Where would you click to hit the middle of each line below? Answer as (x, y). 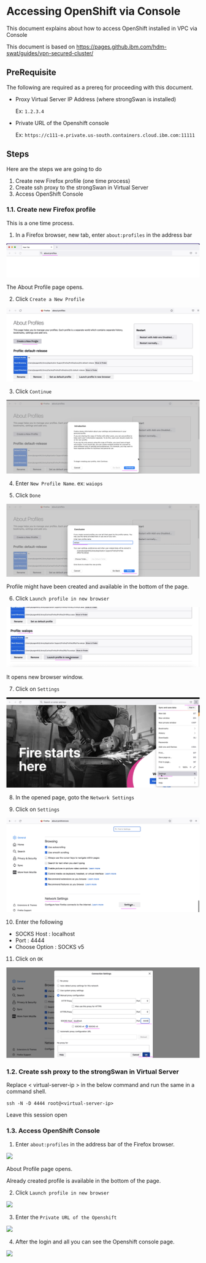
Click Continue (33, 391)
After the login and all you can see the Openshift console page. (95, 1242)
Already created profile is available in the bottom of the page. (84, 1180)
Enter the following (39, 922)
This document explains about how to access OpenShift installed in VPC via (102, 28)
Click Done (28, 495)
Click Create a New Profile (50, 299)
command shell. (27, 1092)
